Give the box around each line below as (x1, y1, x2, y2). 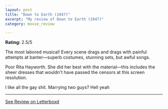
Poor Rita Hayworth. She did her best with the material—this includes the (5, 64, 155, 70)
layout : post (5, 7, 32, 12)
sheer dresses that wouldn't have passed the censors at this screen (5, 69, 145, 75)
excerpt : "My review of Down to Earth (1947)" (5, 16, 104, 21)
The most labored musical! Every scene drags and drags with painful (5, 49, 147, 55)
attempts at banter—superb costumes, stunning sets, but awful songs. (5, 54, 150, 60)
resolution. (5, 74, 27, 80)
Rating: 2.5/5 (5, 39, 32, 45)
